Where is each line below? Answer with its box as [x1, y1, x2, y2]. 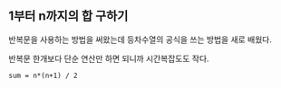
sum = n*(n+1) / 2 [8, 71, 78, 80]
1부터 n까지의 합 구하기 [8, 8, 129, 24]
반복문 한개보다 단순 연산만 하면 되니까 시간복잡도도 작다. [8, 53, 209, 64]
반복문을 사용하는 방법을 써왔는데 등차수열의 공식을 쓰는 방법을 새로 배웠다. [8, 34, 273, 45]
